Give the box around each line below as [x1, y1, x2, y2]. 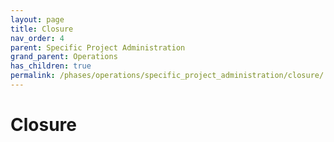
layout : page [10, 14, 65, 25]
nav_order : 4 [10, 33, 65, 43]
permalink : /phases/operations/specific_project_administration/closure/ [10, 71, 325, 81]
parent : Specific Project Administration [10, 42, 186, 53]
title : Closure [10, 24, 74, 34]
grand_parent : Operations [10, 52, 118, 62]
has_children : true [10, 61, 92, 71]
